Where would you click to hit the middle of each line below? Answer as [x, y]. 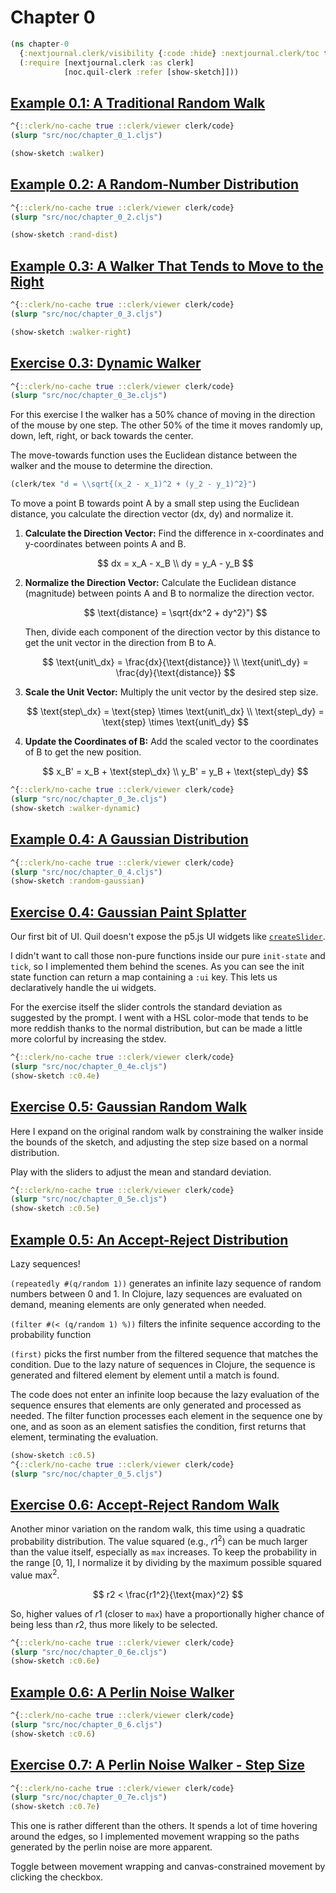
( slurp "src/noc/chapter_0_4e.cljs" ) [89, 1066]
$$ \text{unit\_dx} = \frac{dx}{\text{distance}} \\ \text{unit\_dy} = [175, 662]
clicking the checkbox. [57, 1877]
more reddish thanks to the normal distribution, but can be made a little [156, 1028]
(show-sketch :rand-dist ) [64, 235]
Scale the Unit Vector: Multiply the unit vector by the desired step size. [171, 692]
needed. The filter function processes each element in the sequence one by [166, 1415]
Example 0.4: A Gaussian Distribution [129, 839]
